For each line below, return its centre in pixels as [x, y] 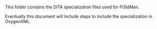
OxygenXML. [18, 22]
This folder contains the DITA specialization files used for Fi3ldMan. [72, 7]
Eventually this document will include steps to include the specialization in [79, 16]
